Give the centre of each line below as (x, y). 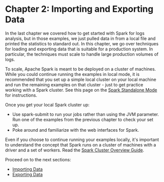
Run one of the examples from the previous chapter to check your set (83, 119)
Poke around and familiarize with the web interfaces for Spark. (76, 130)
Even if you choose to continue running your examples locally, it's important (82, 140)
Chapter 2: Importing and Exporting (79, 9)
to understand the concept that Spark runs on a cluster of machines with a (81, 145)
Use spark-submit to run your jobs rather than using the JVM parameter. (85, 114)
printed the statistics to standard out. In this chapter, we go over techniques (82, 43)
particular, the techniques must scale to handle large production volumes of (82, 54)
